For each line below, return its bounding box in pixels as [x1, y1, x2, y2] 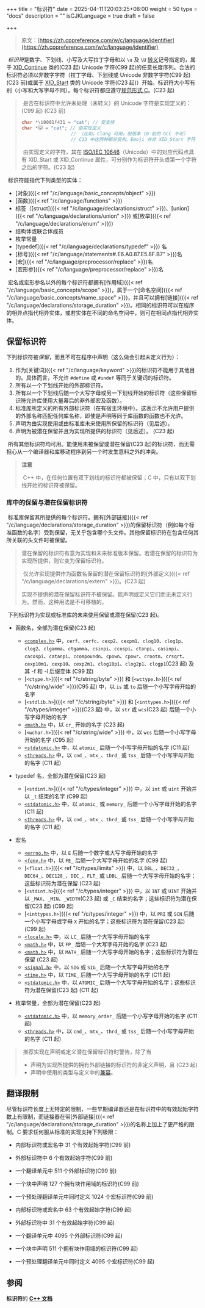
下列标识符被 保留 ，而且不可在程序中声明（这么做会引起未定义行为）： [6, 353, 180, 361]
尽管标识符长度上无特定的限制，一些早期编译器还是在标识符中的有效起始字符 [6, 1105, 199, 1113]
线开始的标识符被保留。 [21, 481, 81, 489]
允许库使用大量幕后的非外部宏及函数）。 [26, 397, 125, 404]
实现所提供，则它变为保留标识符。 [21, 557, 107, 564]
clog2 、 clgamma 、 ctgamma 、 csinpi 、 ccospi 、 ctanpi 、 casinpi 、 [24, 644, 182, 652]
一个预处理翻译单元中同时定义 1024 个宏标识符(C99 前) [15, 1193, 154, 1201]
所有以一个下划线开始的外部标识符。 [15, 382, 107, 389]
